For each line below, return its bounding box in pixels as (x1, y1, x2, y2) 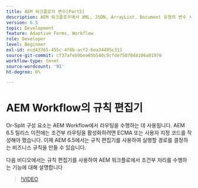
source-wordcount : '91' (6, 63, 65, 70)
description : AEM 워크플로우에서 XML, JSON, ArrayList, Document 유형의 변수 (6, 14, 187, 20)
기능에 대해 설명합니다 (12, 164, 63, 171)
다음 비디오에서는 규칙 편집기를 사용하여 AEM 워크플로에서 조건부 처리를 (6, 157, 172, 164)
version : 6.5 (6, 19, 38, 25)
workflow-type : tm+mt (6, 58, 60, 64)
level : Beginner (6, 42, 46, 48)
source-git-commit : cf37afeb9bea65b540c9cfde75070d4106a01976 (6, 52, 162, 58)
